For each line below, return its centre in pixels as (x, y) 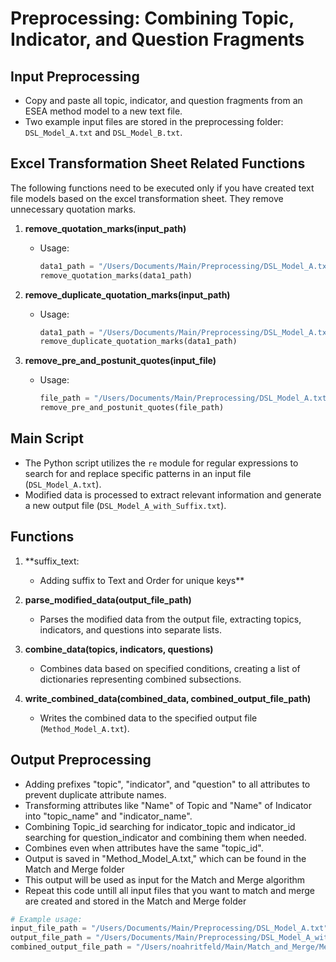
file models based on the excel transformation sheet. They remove (147, 198)
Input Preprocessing (75, 76)
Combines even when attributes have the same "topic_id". (144, 848)
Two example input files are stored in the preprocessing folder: (154, 121)
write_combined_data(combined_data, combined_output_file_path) (168, 698)
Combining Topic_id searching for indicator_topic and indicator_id (160, 826)
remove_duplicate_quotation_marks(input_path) (127, 294)
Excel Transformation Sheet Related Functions (158, 163)
